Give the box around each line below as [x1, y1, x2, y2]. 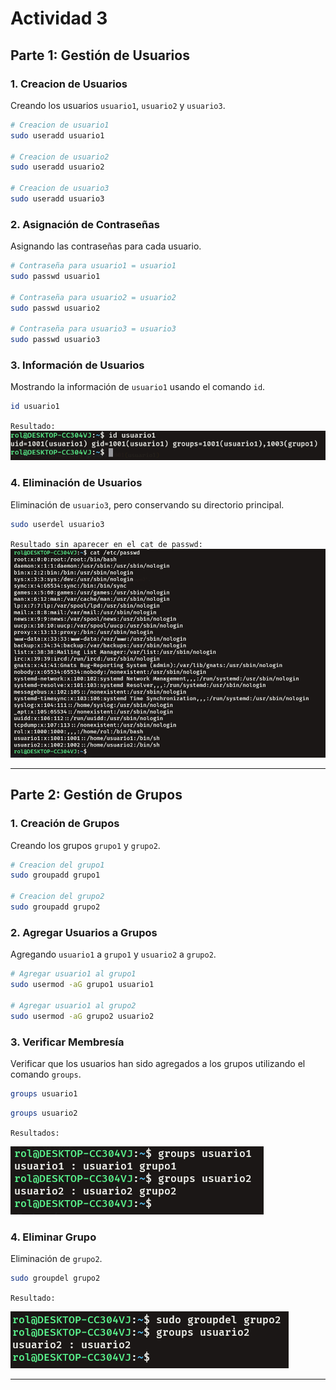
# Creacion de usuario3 [10, 183, 110, 194]
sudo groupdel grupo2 [10, 1273, 101, 1283]
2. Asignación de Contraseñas [10, 217, 160, 231]
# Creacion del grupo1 [10, 860, 105, 870]
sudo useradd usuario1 [10, 130, 105, 141]
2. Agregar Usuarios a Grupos [10, 925, 158, 939]
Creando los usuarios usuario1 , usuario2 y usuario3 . [10, 99, 226, 111]
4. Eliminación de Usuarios [10, 476, 143, 490]
